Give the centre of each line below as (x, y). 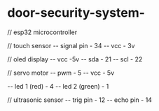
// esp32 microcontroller (42, 32)
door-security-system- (76, 13)
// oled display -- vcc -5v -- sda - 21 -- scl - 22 (75, 59)
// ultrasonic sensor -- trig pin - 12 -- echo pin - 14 (80, 100)
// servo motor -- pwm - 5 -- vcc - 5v (61, 73)
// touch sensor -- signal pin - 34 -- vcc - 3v (71, 45)
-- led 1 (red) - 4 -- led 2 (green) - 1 (58, 86)
